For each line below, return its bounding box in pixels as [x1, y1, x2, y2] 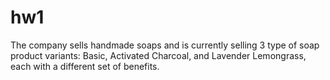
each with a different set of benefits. [10, 60, 160, 72]
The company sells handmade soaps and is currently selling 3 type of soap [10, 39, 320, 51]
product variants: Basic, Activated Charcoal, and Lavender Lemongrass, [10, 49, 307, 61]
